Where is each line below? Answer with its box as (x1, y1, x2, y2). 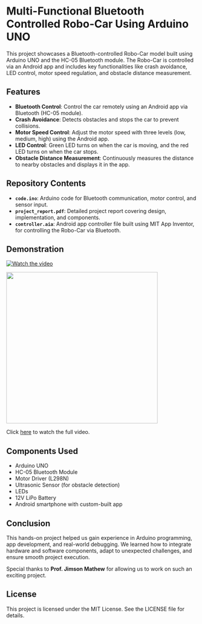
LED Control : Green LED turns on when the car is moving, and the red (15, 141, 189, 149)
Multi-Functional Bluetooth (6, 4, 145, 18)
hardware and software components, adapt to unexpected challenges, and (6, 547, 192, 554)
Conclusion (6, 518, 51, 528)
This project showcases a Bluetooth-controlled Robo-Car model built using (6, 50, 193, 57)
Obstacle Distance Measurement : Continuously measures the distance (15, 154, 194, 162)
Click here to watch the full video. (6, 429, 90, 436)
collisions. (15, 122, 41, 130)
